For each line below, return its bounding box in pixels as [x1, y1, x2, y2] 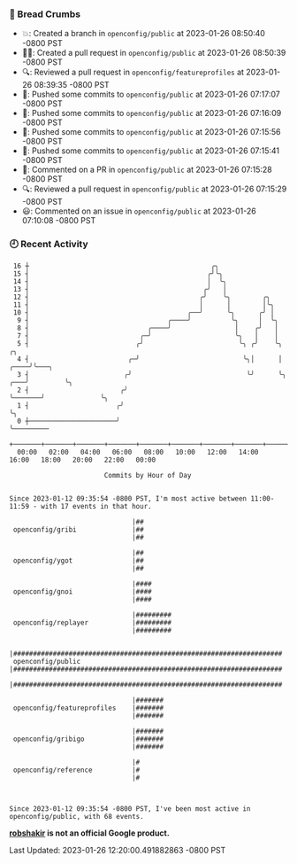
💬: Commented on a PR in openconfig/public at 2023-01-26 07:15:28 [21, 164, 272, 175]
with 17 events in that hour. [41, 502, 152, 510]
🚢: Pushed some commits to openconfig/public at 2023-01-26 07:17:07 [21, 89, 280, 100]
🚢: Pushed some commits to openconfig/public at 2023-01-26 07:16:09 [21, 108, 282, 119]
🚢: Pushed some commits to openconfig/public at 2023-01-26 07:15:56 [21, 127, 281, 137]
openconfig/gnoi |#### [12, 587, 152, 596]
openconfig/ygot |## [12, 556, 144, 565]
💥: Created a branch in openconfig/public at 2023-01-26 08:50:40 [21, 28, 265, 39]
